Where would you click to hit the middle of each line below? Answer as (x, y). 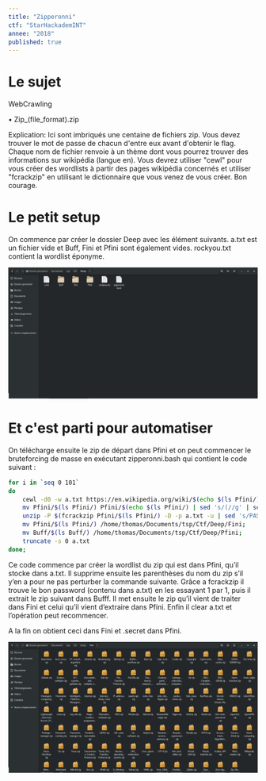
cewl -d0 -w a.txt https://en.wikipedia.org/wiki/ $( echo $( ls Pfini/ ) (141, 499)
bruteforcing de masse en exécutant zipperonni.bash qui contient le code (128, 458)
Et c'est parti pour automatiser (111, 428)
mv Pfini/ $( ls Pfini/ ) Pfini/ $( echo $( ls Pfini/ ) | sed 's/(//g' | (136, 508)
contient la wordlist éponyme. (57, 256)
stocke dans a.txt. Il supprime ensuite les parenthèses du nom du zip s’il (126, 573)
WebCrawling (30, 104)
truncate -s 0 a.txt (56, 541)
